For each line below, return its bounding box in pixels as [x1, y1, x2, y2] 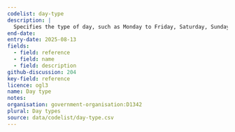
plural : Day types [7, 108, 61, 115]
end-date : [7, 29, 36, 37]
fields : [7, 43, 30, 50]
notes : [7, 95, 27, 102]
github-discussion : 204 [7, 68, 77, 75]
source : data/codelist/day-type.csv [7, 114, 114, 121]
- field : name [13, 56, 55, 63]
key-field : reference [7, 75, 71, 82]
